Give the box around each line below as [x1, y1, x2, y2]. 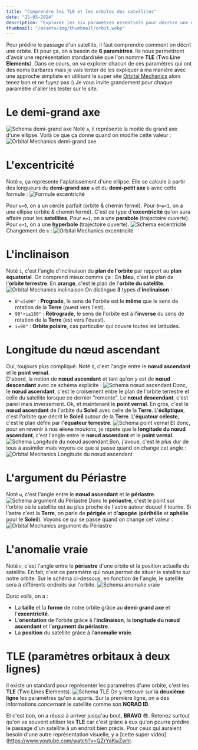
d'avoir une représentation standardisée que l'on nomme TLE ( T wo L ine [6, 54, 181, 61]
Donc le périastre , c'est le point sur [88, 497, 175, 504]
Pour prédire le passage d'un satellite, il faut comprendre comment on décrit [6, 41, 192, 48]
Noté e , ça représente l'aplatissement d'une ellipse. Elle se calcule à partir [6, 178, 186, 185]
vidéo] [150, 731, 167, 738]
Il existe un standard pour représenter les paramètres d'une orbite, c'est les [6, 682, 190, 689]
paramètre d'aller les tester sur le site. [6, 85, 98, 92]
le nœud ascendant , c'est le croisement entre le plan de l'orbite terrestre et [6, 388, 190, 395]
